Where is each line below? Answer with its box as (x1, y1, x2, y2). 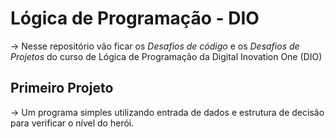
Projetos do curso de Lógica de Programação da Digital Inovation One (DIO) (10, 50, 323, 62)
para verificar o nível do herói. (10, 117, 135, 129)
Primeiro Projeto (10, 80, 114, 97)
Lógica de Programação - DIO (10, 7, 260, 30)
